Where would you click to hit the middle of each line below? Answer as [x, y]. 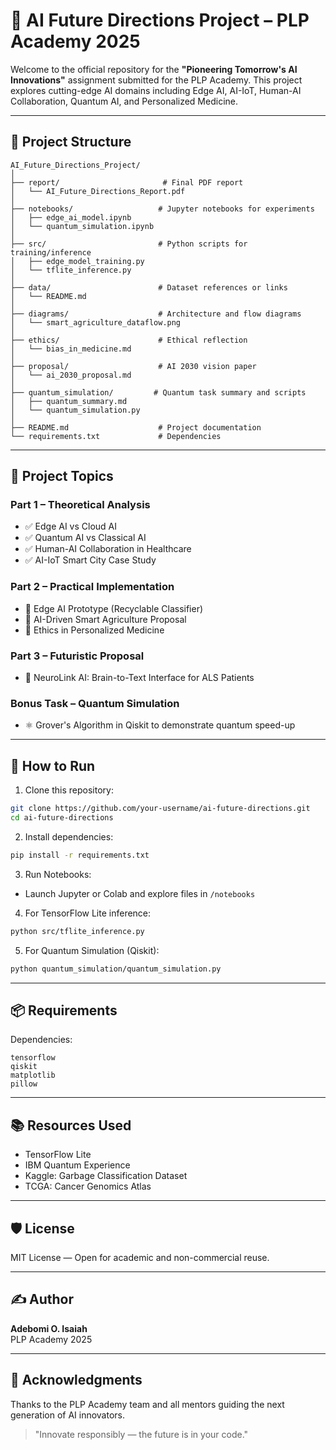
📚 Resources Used [71, 1125]
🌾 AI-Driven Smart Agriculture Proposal [105, 619]
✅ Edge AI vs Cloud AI [71, 526]
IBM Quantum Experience [77, 1165]
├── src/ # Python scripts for [129, 244]
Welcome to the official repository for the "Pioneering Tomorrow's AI [154, 69]
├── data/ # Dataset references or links [149, 287]
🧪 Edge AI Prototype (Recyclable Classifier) [114, 608]
